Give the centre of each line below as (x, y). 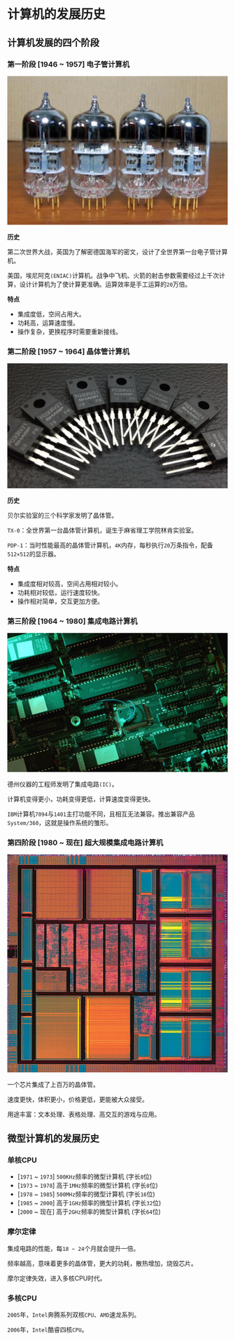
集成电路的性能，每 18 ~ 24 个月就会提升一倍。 (73, 1248)
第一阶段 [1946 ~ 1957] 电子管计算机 (69, 64)
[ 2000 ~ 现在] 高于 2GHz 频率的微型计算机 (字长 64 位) (89, 1212)
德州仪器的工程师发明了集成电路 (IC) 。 (63, 784)
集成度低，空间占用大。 (51, 314)
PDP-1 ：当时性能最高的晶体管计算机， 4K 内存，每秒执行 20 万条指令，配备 (110, 545)
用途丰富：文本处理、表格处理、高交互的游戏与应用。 (84, 1114)
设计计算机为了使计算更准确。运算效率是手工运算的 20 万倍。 (105, 284)
